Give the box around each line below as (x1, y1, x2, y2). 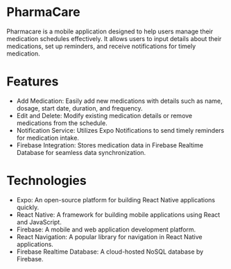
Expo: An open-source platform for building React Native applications (16, 195, 216, 204)
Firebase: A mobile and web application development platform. (16, 225, 196, 234)
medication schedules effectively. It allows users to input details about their (6, 34, 222, 42)
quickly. (16, 203, 40, 211)
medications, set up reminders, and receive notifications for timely (6, 42, 196, 50)
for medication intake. (16, 133, 79, 142)
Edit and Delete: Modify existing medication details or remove (16, 111, 193, 120)
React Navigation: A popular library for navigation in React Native (16, 232, 203, 241)
